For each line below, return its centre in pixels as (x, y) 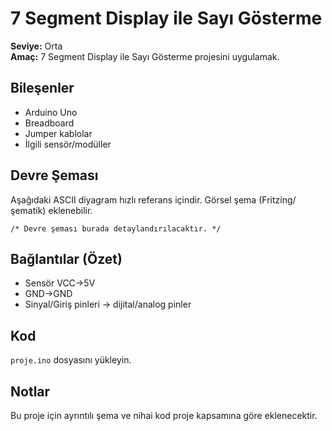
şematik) (28, 210)
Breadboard (49, 123)
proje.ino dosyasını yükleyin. (71, 360)
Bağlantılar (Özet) (66, 258)
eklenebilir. (70, 210)
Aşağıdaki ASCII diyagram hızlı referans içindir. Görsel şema (133, 199)
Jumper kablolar (58, 133)
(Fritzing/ (277, 199)
